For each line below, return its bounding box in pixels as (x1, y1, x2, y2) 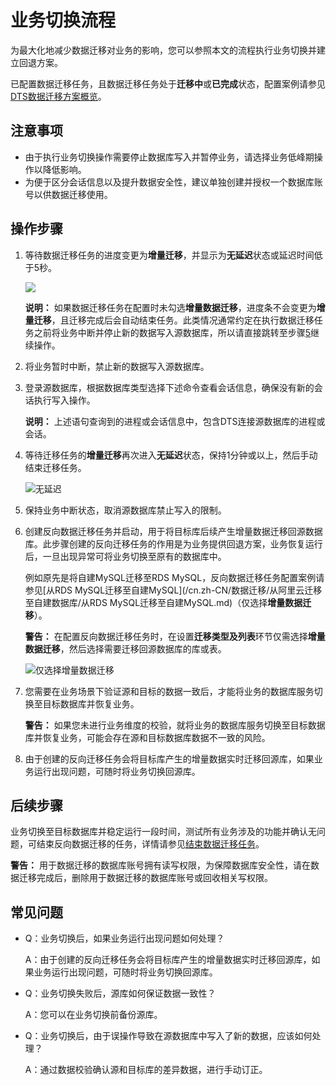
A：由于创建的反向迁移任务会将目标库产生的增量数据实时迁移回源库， (24, 954, 312, 966)
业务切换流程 (10, 9, 117, 32)
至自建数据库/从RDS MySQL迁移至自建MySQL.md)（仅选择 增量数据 (24, 596, 303, 608)
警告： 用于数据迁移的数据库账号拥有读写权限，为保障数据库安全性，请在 (10, 859, 311, 871)
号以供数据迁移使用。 (24, 188, 113, 200)
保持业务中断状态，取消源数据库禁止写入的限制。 (24, 504, 227, 516)
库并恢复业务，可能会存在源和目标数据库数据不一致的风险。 (24, 731, 271, 743)
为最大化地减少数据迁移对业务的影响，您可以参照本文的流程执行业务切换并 (10, 44, 317, 56)
